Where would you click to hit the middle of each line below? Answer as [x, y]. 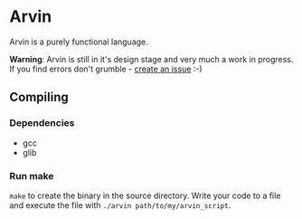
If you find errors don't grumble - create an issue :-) [106, 69]
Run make [32, 176]
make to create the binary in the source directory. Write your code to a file [145, 195]
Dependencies [42, 123]
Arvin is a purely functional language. [79, 42]
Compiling [39, 97]
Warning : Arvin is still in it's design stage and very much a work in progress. [151, 59]
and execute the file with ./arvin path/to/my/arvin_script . [120, 205]
